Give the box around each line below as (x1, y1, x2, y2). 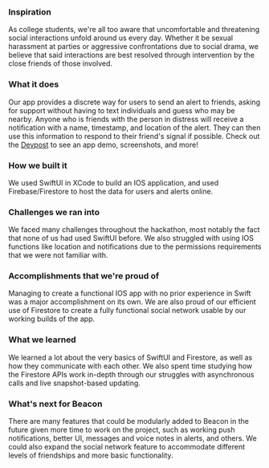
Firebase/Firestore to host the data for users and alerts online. (8, 186, 214, 196)
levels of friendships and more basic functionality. (8, 450, 174, 460)
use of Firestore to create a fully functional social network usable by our (8, 306, 247, 315)
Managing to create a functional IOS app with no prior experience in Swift (8, 288, 251, 299)
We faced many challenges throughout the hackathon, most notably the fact (8, 225, 260, 234)
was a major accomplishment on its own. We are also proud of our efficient (8, 297, 257, 307)
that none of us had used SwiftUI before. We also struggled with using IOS (8, 234, 255, 243)
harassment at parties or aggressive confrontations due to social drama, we (8, 42, 259, 51)
